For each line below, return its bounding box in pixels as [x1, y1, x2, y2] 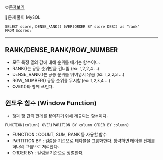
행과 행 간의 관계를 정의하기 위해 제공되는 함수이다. [12, 113, 108, 118]
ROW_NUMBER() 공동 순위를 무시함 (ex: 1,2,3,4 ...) [12, 77, 111, 83]
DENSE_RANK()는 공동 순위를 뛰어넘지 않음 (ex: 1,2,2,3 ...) [12, 72, 125, 77]
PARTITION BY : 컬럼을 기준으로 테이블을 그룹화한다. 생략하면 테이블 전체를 [12, 137, 155, 144]
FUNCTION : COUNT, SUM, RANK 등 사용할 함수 [12, 131, 107, 137]
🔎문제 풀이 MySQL [5, 15, 41, 20]
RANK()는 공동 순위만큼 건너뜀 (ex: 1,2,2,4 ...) [12, 65, 99, 71]
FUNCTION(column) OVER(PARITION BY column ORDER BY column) [5, 122, 130, 127]
